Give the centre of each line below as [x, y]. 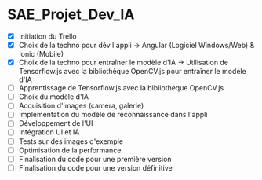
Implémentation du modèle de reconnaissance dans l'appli [113, 115]
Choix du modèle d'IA [54, 97]
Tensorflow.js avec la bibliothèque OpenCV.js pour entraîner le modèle [132, 72]
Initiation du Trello [48, 36]
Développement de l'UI [56, 123]
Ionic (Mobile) [41, 54]
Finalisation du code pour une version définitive [96, 167]
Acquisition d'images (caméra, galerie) [81, 106]
